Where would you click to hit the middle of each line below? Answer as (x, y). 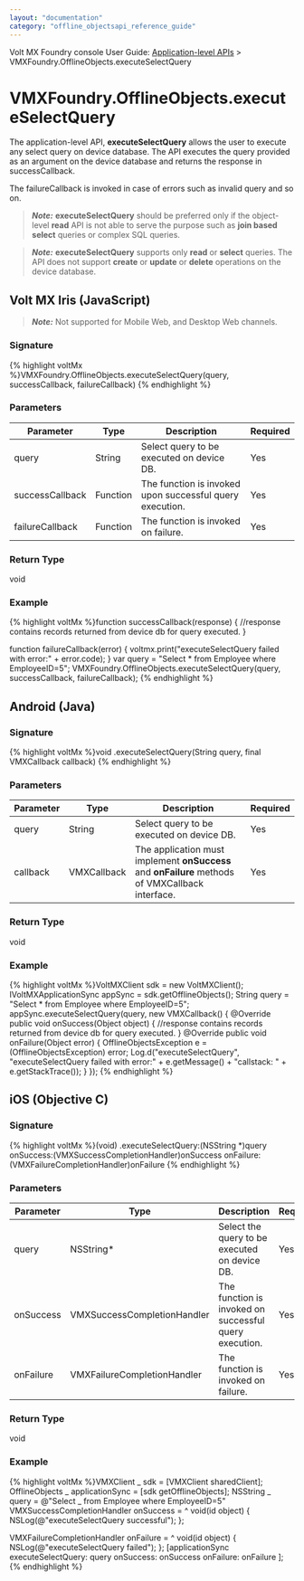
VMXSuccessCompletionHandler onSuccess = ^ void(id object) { (130, 1510)
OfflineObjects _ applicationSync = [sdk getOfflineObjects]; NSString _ (140, 1491)
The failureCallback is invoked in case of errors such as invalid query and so (152, 189)
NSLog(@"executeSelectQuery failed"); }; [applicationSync (119, 1547)
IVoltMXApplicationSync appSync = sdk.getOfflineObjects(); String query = (149, 995)
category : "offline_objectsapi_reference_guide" (103, 26)
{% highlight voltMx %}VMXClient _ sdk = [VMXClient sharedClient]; (136, 1482)
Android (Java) (52, 706)
